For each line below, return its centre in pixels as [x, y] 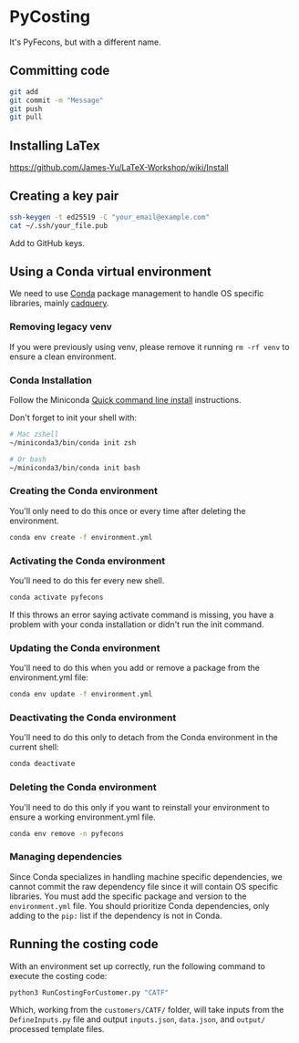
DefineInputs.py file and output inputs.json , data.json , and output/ [138, 1019]
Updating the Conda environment [85, 647]
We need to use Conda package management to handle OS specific [137, 294]
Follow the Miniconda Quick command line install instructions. [125, 400]
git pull [26, 117]
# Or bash [28, 459]
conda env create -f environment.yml [81, 537]
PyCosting [50, 17]
